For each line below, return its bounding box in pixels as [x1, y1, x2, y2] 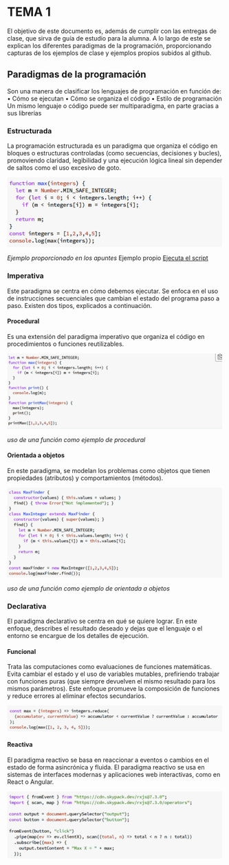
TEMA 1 [7, 4, 52, 20]
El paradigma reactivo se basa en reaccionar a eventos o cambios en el [7, 756, 210, 764]
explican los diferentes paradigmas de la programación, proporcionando [7, 41, 212, 50]
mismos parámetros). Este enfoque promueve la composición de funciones [7, 685, 220, 693]
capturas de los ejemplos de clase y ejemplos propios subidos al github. [7, 49, 212, 57]
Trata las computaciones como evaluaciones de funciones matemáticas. [7, 663, 212, 671]
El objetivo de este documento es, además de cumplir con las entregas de [7, 27, 217, 35]
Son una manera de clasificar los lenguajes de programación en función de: [7, 87, 221, 95]
